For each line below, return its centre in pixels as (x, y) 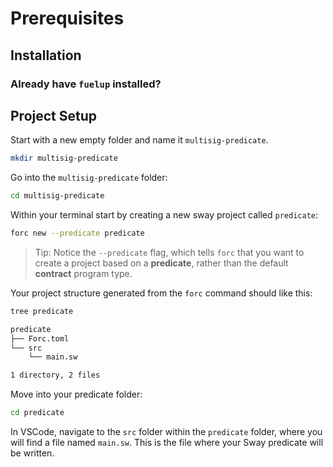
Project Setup (54, 115)
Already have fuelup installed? (86, 84)
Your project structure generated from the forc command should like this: (161, 293)
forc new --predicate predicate (77, 233)
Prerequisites (67, 18)
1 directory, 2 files (55, 375)
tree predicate (42, 311)
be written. (32, 453)
